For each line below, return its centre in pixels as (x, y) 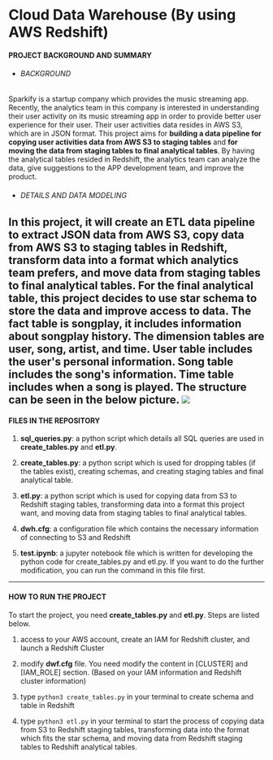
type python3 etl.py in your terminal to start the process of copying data (142, 721)
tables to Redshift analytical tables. (79, 747)
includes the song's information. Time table (121, 375)
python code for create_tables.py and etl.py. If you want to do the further (142, 562)
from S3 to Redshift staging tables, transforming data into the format (134, 729)
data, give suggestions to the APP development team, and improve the (126, 167)
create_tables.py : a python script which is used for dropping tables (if (138, 463)
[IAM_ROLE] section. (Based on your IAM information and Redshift (131, 672)
